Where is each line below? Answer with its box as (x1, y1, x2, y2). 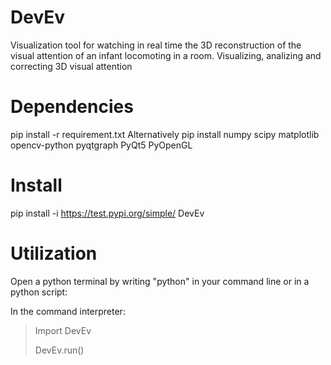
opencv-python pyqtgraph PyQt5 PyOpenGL (10, 139, 193, 151)
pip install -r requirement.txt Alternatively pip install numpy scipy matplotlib (10, 128, 320, 140)
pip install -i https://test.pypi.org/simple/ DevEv (10, 207, 205, 219)
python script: (10, 286, 68, 298)
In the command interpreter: (10, 305, 126, 317)
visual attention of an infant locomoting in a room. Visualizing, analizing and (10, 49, 322, 61)
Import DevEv (34, 324, 92, 336)
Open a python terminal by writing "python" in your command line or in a (10, 275, 310, 287)
